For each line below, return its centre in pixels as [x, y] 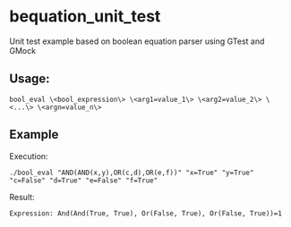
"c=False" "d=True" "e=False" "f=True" [84, 181]
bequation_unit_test [85, 17]
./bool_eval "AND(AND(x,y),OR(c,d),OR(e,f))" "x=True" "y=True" [132, 172]
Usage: [30, 79]
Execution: [29, 156]
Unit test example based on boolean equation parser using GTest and [137, 41]
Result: [22, 197]
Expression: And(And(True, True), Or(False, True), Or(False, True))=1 [145, 213]
